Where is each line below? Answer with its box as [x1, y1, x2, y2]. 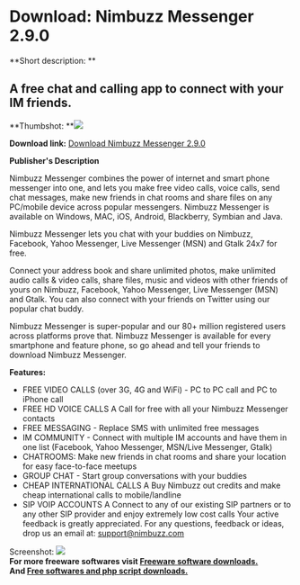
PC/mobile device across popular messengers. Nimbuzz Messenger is [9, 201, 269, 212]
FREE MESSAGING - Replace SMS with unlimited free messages [22, 422, 260, 433]
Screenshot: [9, 546, 55, 557]
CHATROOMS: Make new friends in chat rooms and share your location [22, 451, 287, 462]
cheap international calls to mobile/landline [22, 489, 181, 500]
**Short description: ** [9, 55, 96, 66]
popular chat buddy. [9, 303, 84, 314]
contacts [22, 412, 56, 424]
